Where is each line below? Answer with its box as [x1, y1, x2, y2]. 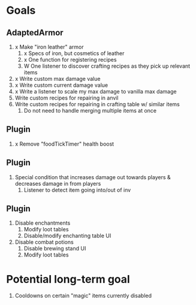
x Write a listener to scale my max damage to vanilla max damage [14, 88, 177, 95]
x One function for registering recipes [23, 56, 117, 63]
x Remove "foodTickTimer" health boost [14, 140, 114, 147]
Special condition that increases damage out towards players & [14, 173, 171, 180]
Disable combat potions [14, 238, 74, 246]
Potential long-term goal [6, 272, 130, 286]
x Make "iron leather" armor [14, 43, 84, 50]
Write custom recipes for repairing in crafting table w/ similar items [14, 101, 180, 108]
